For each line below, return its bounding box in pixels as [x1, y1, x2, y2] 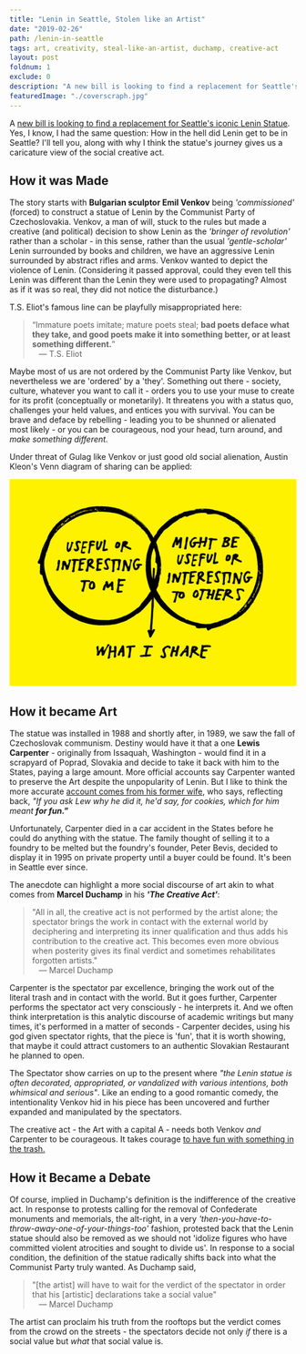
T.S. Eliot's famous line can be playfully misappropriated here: [9, 301, 242, 313]
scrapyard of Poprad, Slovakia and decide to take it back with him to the [9, 757, 280, 769]
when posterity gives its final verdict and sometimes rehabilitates [31, 945, 276, 956]
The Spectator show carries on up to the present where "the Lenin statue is [9, 1068, 293, 1079]
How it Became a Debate [9, 1170, 151, 1186]
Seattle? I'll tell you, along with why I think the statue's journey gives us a [9, 137, 283, 148]
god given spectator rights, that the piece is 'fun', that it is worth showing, [9, 1031, 286, 1042]
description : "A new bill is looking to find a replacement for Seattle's [9, 82, 300, 91]
